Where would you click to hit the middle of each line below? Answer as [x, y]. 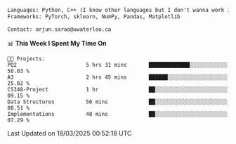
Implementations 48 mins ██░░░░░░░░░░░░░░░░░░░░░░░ [118, 114]
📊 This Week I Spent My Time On [57, 43]
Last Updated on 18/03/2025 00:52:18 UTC [70, 133]
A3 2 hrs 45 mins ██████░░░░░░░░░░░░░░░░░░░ [118, 77]
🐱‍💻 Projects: [26, 59]
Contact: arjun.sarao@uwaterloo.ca [59, 29]
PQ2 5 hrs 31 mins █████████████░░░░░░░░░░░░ [118, 65]
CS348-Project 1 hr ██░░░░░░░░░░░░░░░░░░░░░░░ [118, 89]
